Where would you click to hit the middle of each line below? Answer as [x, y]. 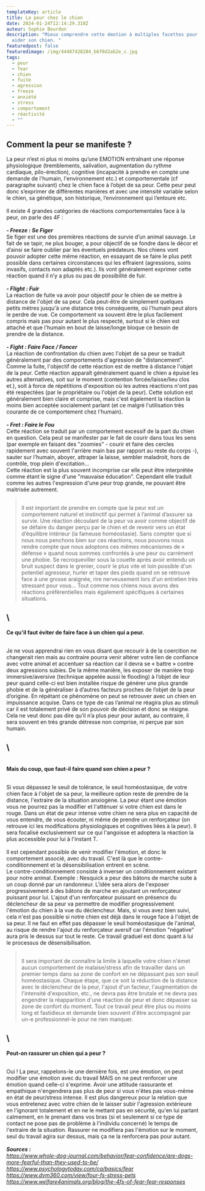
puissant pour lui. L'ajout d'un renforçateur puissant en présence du [92, 897]
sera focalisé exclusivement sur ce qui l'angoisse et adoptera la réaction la [100, 832]
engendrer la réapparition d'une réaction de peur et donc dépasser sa [109, 1000]
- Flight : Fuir [23, 289]
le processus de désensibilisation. [49, 942]
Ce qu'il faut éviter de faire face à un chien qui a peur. [75, 632]
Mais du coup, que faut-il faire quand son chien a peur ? [78, 768]
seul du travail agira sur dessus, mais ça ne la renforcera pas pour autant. [99, 1136]
